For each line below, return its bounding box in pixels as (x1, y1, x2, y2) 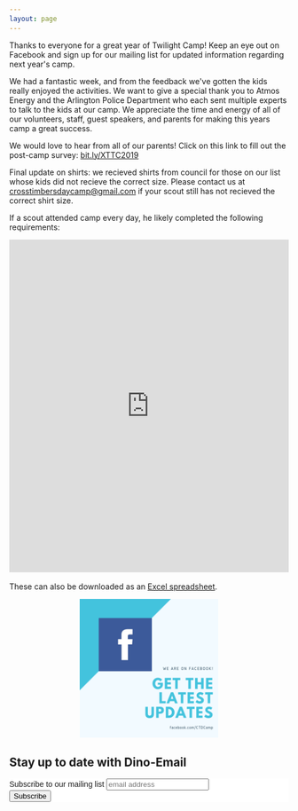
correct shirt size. (9, 195, 74, 206)
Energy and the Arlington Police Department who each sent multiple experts (9, 94, 287, 106)
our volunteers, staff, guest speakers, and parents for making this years (9, 114, 271, 124)
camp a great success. (9, 122, 93, 133)
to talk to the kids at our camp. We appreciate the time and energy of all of (9, 104, 281, 114)
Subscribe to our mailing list (9, 779, 105, 790)
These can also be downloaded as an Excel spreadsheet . (9, 581, 218, 592)
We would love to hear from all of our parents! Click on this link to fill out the (9, 140, 286, 151)
